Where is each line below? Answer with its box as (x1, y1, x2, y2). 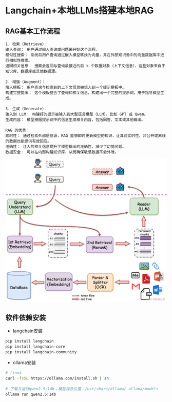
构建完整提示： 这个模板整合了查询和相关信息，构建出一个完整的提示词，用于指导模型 (5, 90, 161, 95)
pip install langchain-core (5, 344, 66, 349)
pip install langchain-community (5, 349, 77, 354)
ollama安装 (12, 359, 36, 366)
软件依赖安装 (5, 313, 46, 322)
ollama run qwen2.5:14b (5, 392, 56, 397)
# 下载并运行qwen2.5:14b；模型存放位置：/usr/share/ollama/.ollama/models (5, 387, 159, 392)
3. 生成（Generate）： (5, 106, 48, 111)
